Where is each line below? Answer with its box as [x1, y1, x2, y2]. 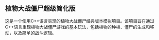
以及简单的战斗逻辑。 [13, 30, 56, 36]
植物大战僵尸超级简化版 [5, 4, 75, 13]
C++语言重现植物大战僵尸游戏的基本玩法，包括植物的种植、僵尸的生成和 [5, 24, 150, 30]
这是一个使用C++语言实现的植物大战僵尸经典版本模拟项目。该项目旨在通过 [5, 18, 155, 24]
